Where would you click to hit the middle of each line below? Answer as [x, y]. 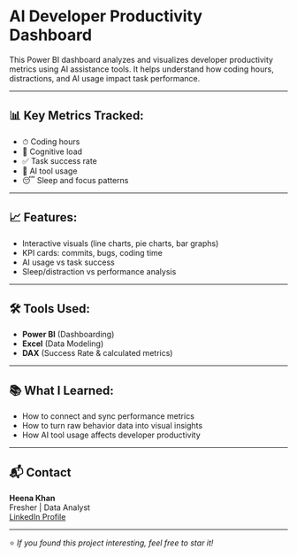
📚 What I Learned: [61, 390]
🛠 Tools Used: [50, 309]
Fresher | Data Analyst [50, 507]
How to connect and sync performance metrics [108, 416]
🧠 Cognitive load [52, 151]
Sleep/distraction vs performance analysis [99, 271]
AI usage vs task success [68, 262]
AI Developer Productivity [106, 16]
